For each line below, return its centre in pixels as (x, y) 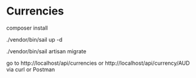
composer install (27, 28)
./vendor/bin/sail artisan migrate (46, 51)
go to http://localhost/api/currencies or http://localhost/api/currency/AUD (98, 63)
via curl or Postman (31, 69)
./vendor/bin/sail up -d (34, 39)
